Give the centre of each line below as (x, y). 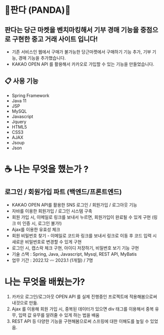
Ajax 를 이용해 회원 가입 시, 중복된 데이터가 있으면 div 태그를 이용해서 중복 (83, 309)
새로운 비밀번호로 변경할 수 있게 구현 (47, 241)
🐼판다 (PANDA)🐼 (38, 10)
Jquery (19, 122)
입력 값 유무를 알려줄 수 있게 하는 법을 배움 (59, 315)
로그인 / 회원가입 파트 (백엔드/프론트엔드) (63, 192)
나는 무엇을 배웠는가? (45, 282)
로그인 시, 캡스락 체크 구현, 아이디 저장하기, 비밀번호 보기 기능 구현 (75, 248)
